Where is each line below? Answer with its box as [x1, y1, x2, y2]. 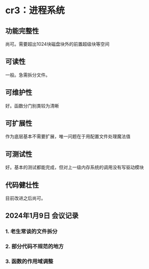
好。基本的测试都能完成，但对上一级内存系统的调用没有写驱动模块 [5, 164, 144, 171]
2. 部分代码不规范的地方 [5, 243, 64, 250]
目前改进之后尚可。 [5, 195, 46, 201]
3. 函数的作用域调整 [5, 258, 54, 265]
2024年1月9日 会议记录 [5, 211, 79, 220]
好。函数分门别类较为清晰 [5, 102, 59, 109]
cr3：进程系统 [5, 5, 65, 16]
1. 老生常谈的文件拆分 [5, 228, 58, 235]
